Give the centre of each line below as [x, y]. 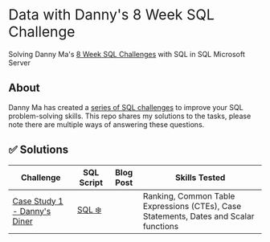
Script [91, 183]
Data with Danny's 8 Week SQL [111, 15]
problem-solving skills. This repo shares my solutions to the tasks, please [130, 116]
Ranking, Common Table [189, 196]
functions [161, 226]
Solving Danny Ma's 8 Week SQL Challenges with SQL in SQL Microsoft [127, 54]
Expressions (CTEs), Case [192, 206]
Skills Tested [200, 177]
